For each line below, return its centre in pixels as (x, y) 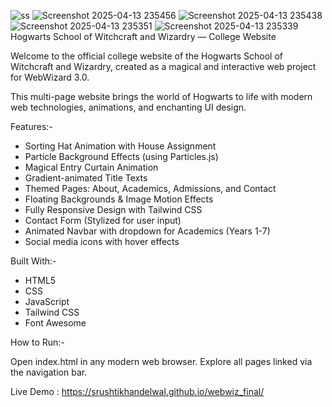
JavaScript (47, 301)
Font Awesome (55, 323)
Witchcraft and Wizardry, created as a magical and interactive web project (163, 66)
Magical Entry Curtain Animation (91, 167)
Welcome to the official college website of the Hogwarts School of (146, 56)
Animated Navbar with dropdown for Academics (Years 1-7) (147, 231)
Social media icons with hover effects (102, 241)
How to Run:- (37, 342)
